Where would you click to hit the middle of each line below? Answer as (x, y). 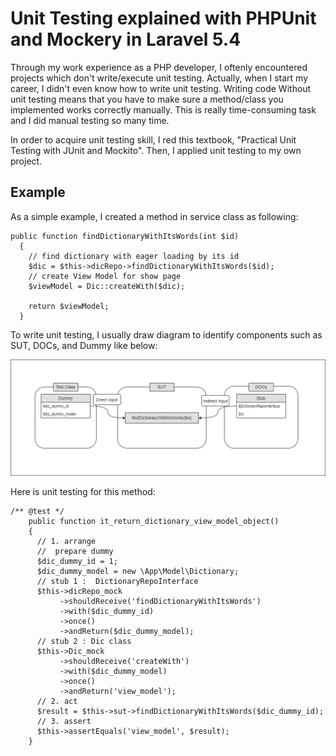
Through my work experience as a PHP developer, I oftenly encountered (159, 67)
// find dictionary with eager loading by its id (134, 256)
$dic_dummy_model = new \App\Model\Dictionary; (138, 571)
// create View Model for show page (105, 276)
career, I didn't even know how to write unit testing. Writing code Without (161, 88)
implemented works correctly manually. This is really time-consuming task (163, 109)
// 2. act (57, 701)
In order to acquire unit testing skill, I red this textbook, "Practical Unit (153, 139)
